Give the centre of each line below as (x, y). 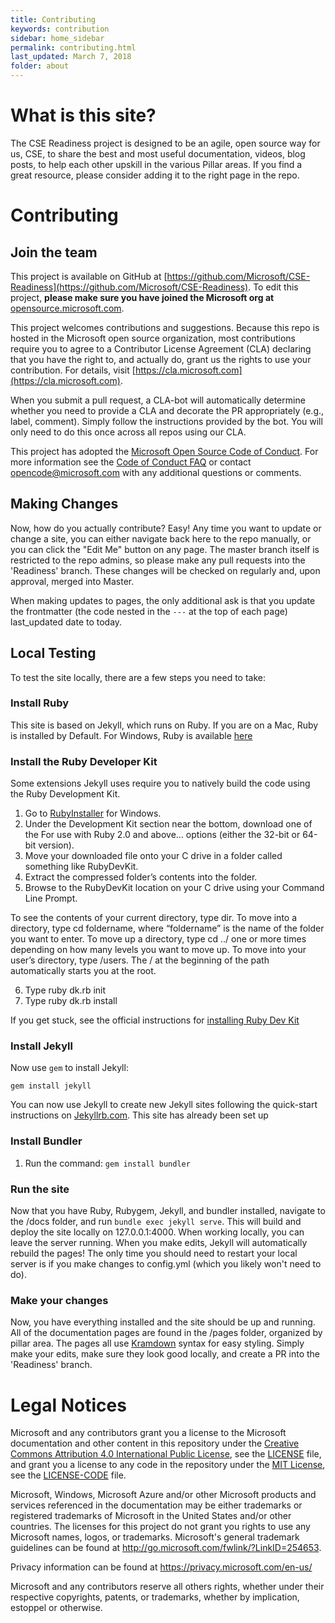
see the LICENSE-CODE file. (68, 1475)
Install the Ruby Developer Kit (84, 761)
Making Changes (64, 504)
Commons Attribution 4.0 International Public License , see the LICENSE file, (166, 1454)
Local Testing (53, 653)
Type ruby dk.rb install (71, 1001)
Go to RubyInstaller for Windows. (93, 813)
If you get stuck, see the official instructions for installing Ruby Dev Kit (155, 1020)
